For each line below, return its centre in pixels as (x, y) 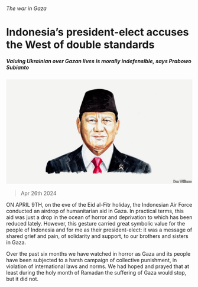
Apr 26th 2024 (38, 193)
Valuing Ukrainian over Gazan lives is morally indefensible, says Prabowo (99, 61)
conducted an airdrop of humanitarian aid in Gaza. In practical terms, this (95, 211)
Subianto (18, 67)
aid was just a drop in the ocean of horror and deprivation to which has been (99, 217)
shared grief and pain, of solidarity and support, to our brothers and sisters (97, 236)
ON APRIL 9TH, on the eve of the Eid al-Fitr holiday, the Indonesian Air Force (99, 205)
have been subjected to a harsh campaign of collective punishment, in (92, 260)
